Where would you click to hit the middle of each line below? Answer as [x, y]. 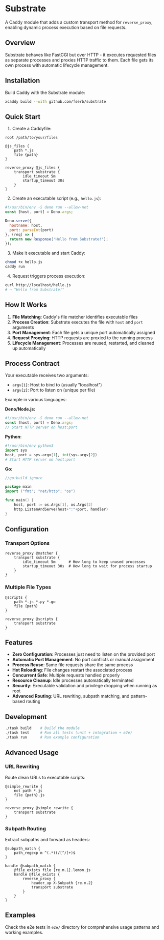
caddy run [15, 267]
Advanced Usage [32, 753]
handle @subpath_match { [30, 866]
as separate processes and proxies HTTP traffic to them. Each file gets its [79, 60]
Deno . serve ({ [18, 221]
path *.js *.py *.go [35, 602]
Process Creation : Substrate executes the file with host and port [78, 322]
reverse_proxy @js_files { [33, 168]
